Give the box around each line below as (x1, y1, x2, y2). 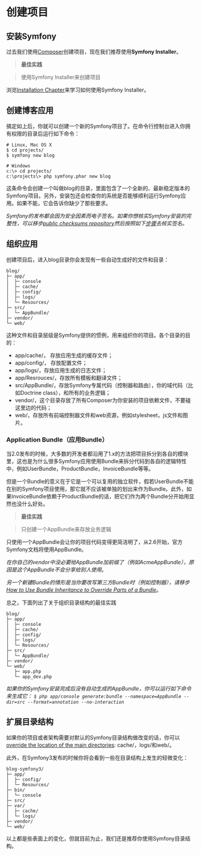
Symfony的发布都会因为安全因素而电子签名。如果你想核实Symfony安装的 (6, 212, 187, 219)
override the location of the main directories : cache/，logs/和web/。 (6, 741, 175, 748)
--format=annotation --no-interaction (28, 699, 124, 705)
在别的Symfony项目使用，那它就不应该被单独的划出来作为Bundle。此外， (6, 485, 187, 492)
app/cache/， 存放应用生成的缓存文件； (14, 351, 114, 359)
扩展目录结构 (6, 717, 54, 727)
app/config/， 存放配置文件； (14, 359, 88, 366)
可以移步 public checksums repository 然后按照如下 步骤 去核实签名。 (22, 220, 188, 227)
